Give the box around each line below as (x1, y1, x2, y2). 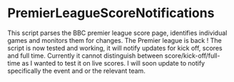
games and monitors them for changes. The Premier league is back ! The (7, 36, 223, 44)
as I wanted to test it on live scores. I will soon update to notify (21, 58, 205, 67)
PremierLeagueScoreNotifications (7, 5, 215, 21)
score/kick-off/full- (164, 51, 220, 60)
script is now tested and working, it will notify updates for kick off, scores (7, 43, 223, 52)
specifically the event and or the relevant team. (7, 66, 146, 75)
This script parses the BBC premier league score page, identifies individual (7, 29, 228, 37)
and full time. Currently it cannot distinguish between (7, 51, 163, 60)
